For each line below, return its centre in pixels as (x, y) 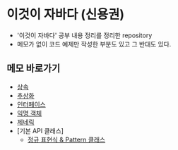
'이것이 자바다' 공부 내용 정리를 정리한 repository (84, 35)
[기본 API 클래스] (40, 130)
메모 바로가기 (34, 69)
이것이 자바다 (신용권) (66, 14)
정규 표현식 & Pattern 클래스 (66, 139)
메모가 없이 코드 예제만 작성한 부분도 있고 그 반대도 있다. (94, 44)
